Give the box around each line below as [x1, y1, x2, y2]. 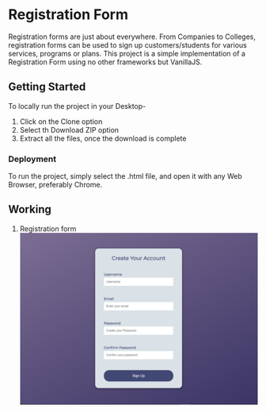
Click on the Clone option [19, 117, 103, 126]
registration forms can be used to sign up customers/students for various [8, 40, 248, 49]
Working [8, 203, 51, 216]
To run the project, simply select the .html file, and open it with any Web [8, 172, 243, 181]
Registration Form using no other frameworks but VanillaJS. [8, 57, 203, 67]
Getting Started [8, 80, 86, 94]
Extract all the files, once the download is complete [19, 133, 187, 143]
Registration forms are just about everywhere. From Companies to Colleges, [8, 32, 256, 41]
